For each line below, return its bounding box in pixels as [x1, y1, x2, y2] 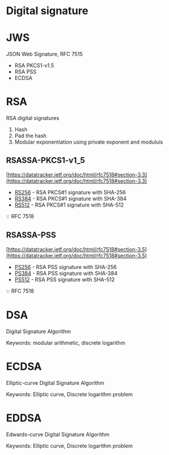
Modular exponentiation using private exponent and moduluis [14, 138, 163, 145]
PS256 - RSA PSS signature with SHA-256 [14, 263, 117, 270]
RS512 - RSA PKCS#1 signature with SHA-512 [14, 201, 124, 208]
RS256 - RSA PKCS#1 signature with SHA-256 [14, 188, 126, 195]
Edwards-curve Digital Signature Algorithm [6, 431, 110, 438]
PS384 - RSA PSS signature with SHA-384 [14, 270, 118, 277]
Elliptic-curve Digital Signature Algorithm [6, 379, 104, 386]
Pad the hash [14, 132, 47, 140]
